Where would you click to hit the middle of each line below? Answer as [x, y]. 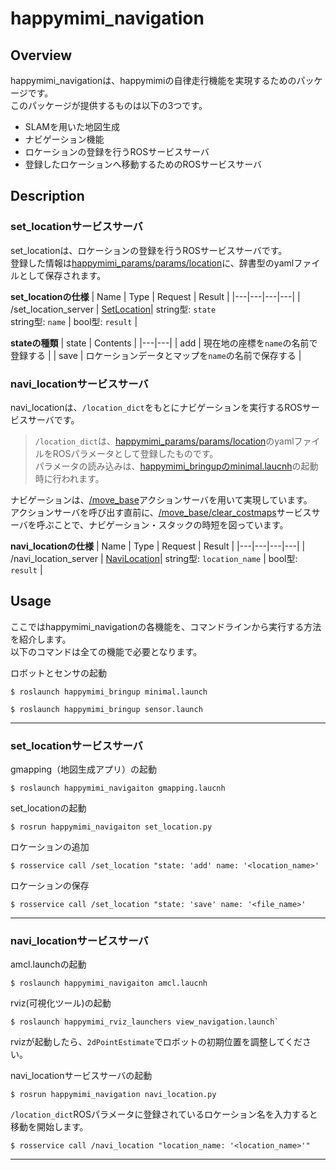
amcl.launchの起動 [48, 964]
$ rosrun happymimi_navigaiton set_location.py [111, 827]
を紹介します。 [41, 639]
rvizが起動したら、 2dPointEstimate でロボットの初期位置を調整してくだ [156, 1042]
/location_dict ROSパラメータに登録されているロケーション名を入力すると [164, 1114]
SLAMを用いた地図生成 [72, 126]
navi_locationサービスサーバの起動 [81, 1076]
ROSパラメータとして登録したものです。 [135, 453]
